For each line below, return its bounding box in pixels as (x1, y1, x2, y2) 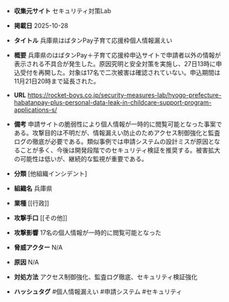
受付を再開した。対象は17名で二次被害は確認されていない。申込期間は (19, 69, 221, 76)
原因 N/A (13, 258, 40, 266)
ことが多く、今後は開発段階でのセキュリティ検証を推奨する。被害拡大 (19, 146, 221, 154)
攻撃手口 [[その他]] (13, 214, 68, 221)
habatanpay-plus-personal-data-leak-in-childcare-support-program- (13, 99, 212, 106)
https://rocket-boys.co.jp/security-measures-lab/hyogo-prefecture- (27, 91, 222, 99)
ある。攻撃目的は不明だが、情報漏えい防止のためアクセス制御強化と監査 (13, 128, 221, 137)
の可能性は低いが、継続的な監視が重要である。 (13, 155, 148, 162)
